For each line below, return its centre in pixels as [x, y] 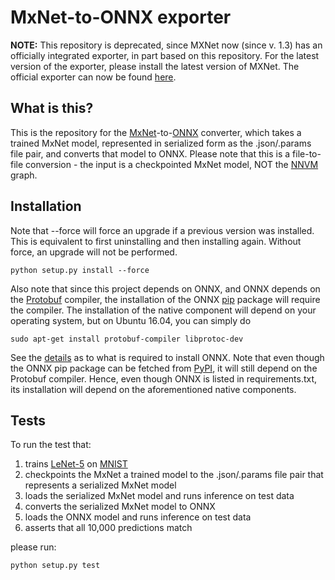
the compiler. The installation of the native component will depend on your [163, 310]
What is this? [52, 108]
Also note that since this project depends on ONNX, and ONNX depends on [165, 288]
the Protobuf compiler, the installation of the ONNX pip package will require [165, 299]
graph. [24, 175]
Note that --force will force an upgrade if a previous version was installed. [162, 230]
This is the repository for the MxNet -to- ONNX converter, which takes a [156, 132]
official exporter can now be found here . [93, 77]
